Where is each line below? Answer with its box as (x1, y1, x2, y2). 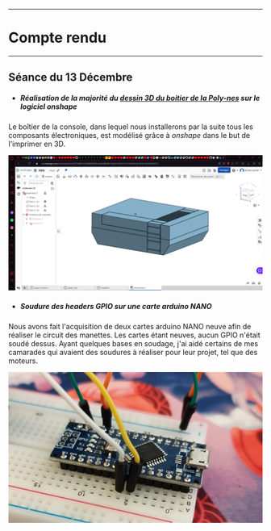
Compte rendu (8, 29, 107, 47)
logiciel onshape (19, 102, 78, 111)
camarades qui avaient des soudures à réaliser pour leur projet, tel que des (8, 348, 258, 357)
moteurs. (8, 356, 39, 366)
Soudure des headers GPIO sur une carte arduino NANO (19, 301, 212, 311)
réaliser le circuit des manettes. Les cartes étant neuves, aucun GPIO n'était (8, 330, 261, 340)
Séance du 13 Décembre (8, 70, 133, 85)
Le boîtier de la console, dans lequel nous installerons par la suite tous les (8, 122, 254, 132)
